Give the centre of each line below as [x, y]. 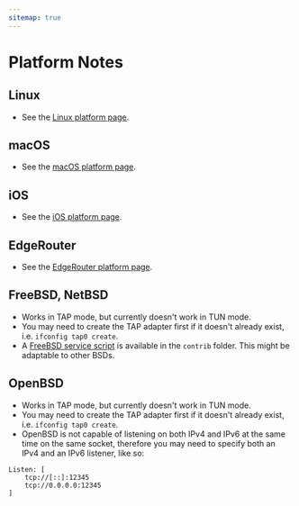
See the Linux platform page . [75, 117]
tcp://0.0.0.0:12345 [63, 485]
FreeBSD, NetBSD [59, 295]
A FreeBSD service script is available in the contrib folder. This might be [155, 345]
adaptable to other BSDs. [68, 355]
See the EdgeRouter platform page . [87, 267]
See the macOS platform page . [79, 167]
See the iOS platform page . [72, 217]
